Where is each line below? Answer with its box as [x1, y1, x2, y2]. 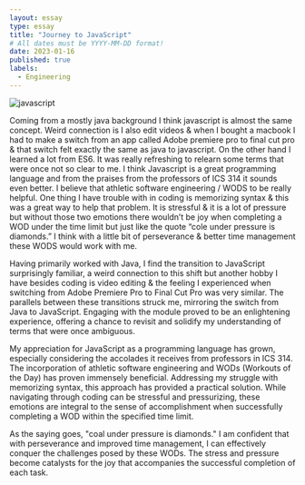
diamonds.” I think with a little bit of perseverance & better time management [9, 231, 297, 242]
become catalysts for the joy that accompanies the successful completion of [9, 457, 296, 468]
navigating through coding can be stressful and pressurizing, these [9, 391, 261, 402]
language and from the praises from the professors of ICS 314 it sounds [9, 173, 278, 183]
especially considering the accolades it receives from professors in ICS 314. [9, 352, 293, 363]
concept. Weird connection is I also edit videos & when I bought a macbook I [9, 124, 296, 135]
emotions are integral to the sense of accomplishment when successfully [9, 401, 283, 411]
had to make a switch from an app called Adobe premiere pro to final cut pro [9, 134, 295, 145]
